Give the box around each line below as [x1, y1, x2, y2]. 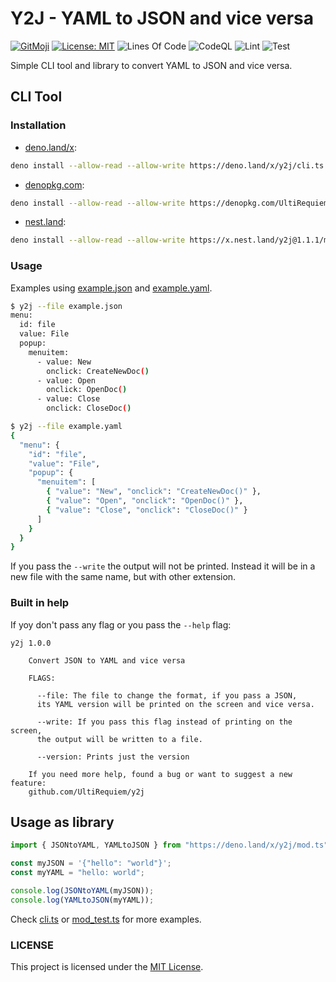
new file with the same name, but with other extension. [10, 571, 237, 583]
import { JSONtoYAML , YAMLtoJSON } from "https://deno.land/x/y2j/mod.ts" [10, 840, 329, 851]
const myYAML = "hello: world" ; [10, 868, 145, 878]
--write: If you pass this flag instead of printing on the [36, 717, 293, 727]
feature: [10, 778, 47, 788]
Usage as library [10, 813, 115, 831]
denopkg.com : [24, 178, 85, 191]
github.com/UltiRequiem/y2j [28, 787, 145, 797]
